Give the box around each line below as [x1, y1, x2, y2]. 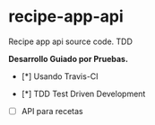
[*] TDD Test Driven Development [21, 88, 146, 99]
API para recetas [21, 105, 83, 116]
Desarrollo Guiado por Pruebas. [8, 53, 129, 64]
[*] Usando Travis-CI [21, 70, 99, 82]
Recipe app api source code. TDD [8, 36, 133, 47]
